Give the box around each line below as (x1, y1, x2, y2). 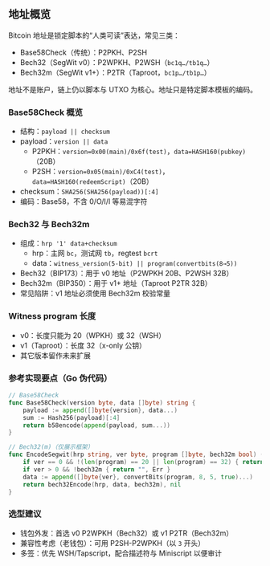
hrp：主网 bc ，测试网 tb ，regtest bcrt (31, 248, 158, 259)
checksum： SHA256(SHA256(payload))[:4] (19, 187, 159, 197)
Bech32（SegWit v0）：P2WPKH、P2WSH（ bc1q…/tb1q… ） (19, 57, 215, 67)
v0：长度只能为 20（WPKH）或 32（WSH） (19, 330, 166, 340)
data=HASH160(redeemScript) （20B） (31, 177, 154, 186)
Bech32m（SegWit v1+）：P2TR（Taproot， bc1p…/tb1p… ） (19, 67, 211, 77)
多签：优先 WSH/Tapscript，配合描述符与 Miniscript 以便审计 (19, 548, 223, 558)
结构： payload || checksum (19, 127, 110, 136)
